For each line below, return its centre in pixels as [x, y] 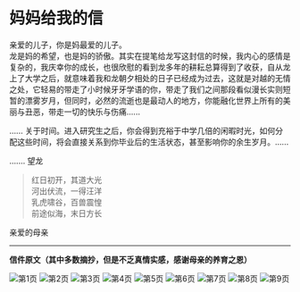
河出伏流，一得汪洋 [67, 191]
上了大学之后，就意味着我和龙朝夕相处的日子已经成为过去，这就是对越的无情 [150, 78]
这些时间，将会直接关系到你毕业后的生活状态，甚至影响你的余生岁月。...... [153, 142]
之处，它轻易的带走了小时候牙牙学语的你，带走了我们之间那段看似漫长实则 [146, 89]
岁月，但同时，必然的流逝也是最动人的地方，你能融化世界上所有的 [161, 100]
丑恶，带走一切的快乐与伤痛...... [83, 112]
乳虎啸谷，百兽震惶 [67, 202]
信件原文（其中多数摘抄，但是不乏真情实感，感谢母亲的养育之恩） [130, 259]
